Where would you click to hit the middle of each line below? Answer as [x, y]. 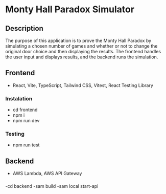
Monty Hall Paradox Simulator [70, 9]
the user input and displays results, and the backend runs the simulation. [82, 57]
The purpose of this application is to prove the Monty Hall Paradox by [78, 40]
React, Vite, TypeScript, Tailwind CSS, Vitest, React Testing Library [83, 85]
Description [24, 28]
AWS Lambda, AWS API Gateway [47, 174]
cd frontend [25, 110]
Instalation [19, 98]
